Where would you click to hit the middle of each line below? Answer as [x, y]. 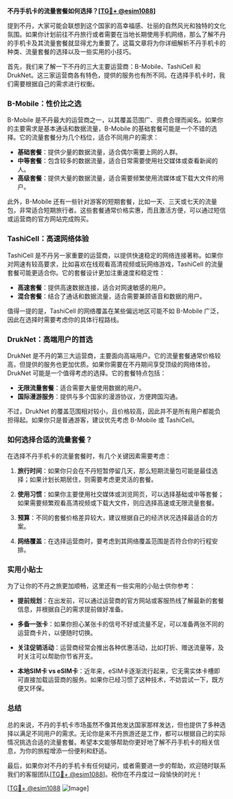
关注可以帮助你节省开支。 [60, 657]
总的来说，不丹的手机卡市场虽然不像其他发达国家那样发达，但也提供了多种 [113, 725]
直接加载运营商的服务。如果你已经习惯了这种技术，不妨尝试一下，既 [121, 679]
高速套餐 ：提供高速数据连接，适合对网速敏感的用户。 [93, 287]
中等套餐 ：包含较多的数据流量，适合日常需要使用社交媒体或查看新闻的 [118, 161]
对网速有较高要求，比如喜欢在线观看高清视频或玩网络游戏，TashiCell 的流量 [115, 264]
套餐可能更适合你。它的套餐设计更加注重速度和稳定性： [86, 272]
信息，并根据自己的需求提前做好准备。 [72, 609]
